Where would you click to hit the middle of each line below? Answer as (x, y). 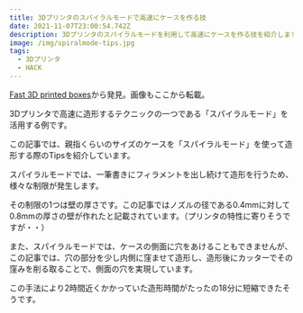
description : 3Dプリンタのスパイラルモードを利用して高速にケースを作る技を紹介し (147, 34)
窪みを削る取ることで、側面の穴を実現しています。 (104, 268)
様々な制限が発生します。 (56, 185)
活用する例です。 (41, 125)
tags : (19, 51)
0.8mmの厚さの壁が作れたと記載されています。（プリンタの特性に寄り (138, 216)
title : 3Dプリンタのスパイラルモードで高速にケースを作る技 (108, 18)
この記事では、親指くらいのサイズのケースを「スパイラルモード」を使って (147, 144)
